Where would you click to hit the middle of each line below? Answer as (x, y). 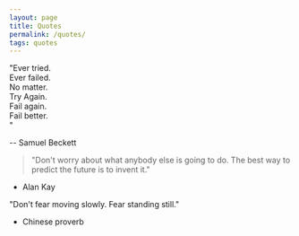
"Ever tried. (30, 68)
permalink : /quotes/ (48, 34)
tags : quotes (34, 43)
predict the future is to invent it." (90, 170)
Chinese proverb (53, 222)
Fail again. (28, 106)
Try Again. (28, 97)
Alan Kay (38, 187)
